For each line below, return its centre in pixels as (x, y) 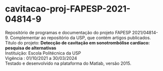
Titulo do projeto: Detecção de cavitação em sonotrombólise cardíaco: (77, 43)
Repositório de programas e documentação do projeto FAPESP (68, 32)
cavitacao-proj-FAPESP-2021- (68, 9)
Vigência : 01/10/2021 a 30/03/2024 (41, 58)
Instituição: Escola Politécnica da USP (43, 53)
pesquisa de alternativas (31, 48)
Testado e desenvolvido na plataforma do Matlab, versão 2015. (68, 63)
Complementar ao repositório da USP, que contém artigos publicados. (81, 38)
